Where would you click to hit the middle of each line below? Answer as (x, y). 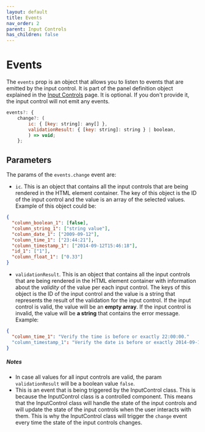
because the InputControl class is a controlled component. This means (104, 397)
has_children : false (33, 35)
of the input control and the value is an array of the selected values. (100, 200)
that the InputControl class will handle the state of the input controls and (106, 403)
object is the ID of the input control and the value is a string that (95, 294)
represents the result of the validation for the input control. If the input (103, 300)
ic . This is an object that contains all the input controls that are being (102, 186)
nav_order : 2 (23, 23)
